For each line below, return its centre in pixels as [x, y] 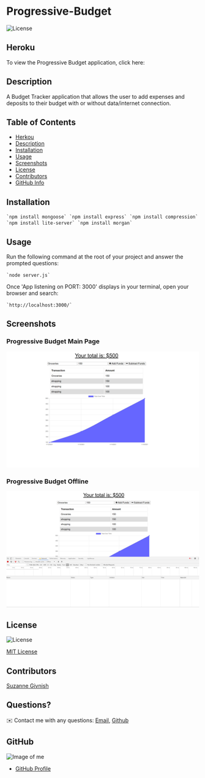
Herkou [24, 137]
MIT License [22, 652]
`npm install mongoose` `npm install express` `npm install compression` [102, 217]
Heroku [21, 48]
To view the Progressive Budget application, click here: [76, 62]
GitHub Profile [33, 768]
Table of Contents [41, 122]
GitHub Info [30, 183]
